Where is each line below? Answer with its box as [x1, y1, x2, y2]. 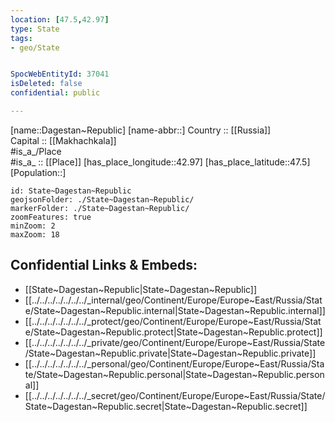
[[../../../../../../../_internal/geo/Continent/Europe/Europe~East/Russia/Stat [24, 294, 323, 306]
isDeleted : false [10, 79, 83, 89]
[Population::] [10, 166, 67, 178]
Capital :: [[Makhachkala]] [10, 134, 117, 146]
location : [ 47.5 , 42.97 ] [10, 14, 110, 25]
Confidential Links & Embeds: [10, 257, 198, 274]
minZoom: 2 [10, 221, 56, 231]
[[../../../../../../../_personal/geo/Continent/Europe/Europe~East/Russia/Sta [24, 357, 325, 370]
